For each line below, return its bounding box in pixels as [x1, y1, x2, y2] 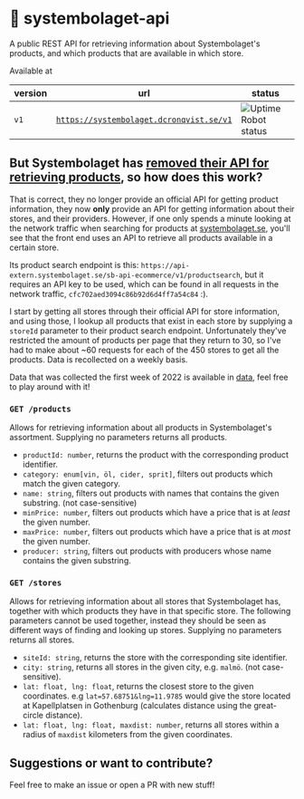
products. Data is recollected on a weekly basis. [9, 353, 188, 365]
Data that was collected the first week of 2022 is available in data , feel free [9, 371, 289, 382]
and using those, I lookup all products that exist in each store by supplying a [9, 315, 293, 326]
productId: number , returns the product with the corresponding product [22, 449, 290, 460]
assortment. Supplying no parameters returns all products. [9, 432, 228, 443]
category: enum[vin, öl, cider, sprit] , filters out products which [22, 468, 273, 479]
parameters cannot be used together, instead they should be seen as [9, 615, 267, 626]
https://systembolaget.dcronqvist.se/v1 [55, 114, 233, 125]
